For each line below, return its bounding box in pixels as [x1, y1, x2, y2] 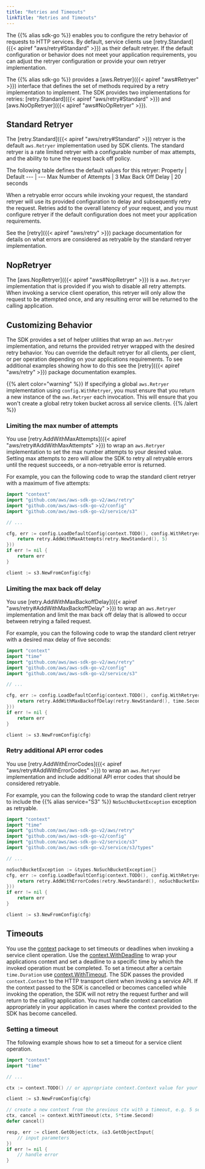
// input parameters [17, 1135, 70, 1141]
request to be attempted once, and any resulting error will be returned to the [6, 295, 198, 303]
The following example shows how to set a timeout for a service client [6, 1038, 182, 1046]
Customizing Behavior [6, 320, 93, 330]
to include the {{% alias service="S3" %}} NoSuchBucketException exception [6, 798, 196, 805]
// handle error [17, 1152, 59, 1158]
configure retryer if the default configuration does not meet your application [6, 211, 197, 219]
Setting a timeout [6, 1025, 59, 1033]
